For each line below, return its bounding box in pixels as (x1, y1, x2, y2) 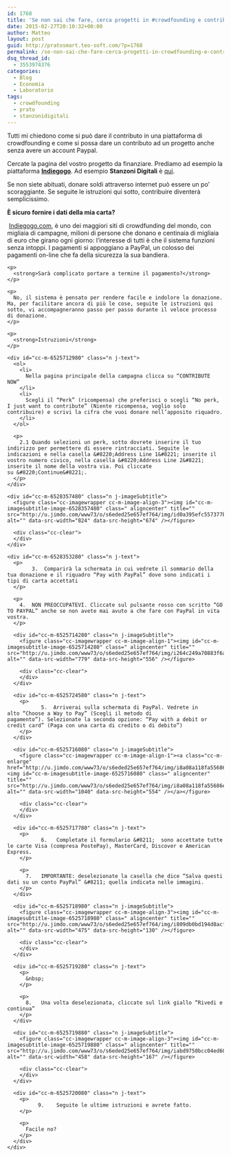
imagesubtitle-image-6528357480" (7, 505, 103, 512)
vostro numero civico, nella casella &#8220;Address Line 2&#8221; (7, 457, 205, 463)
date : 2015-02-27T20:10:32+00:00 (7, 23, 103, 30)
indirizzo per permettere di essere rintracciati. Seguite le (7, 445, 189, 452)
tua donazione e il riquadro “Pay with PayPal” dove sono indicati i (7, 571, 211, 578)
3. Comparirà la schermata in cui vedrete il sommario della (32, 565, 214, 572)
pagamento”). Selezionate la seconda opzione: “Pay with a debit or (7, 716, 208, 723)
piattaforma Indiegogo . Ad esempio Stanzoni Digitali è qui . (7, 167, 175, 175)
